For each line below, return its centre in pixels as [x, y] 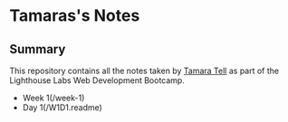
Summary [38, 49]
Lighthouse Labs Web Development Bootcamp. [97, 80]
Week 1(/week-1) [53, 98]
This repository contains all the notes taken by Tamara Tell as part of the [144, 70]
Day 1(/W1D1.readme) [62, 108]
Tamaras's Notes [75, 16]
